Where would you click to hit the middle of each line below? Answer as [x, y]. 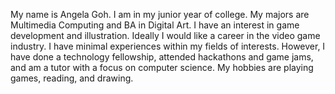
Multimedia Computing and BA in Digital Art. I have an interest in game [155, 25]
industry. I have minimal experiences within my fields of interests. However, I [168, 46]
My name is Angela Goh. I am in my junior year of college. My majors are [160, 14]
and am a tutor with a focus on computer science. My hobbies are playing [162, 67]
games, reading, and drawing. [72, 78]
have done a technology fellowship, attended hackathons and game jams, [162, 57]
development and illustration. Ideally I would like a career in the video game [165, 35]
